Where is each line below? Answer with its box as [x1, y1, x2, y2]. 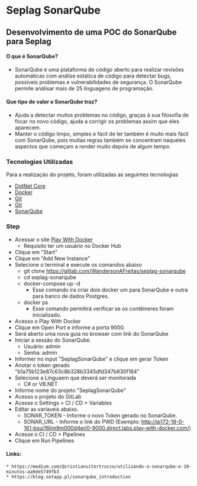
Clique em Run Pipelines [14, 437, 75, 444]
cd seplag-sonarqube [23, 273, 77, 281]
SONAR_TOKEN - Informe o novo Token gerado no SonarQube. [23, 412, 177, 419]
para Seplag [6, 36, 51, 46]
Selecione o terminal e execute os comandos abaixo [14, 261, 142, 268]
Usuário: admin [23, 342, 61, 349]
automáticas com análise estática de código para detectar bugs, [14, 72, 172, 79]
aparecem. [14, 124, 41, 131]
